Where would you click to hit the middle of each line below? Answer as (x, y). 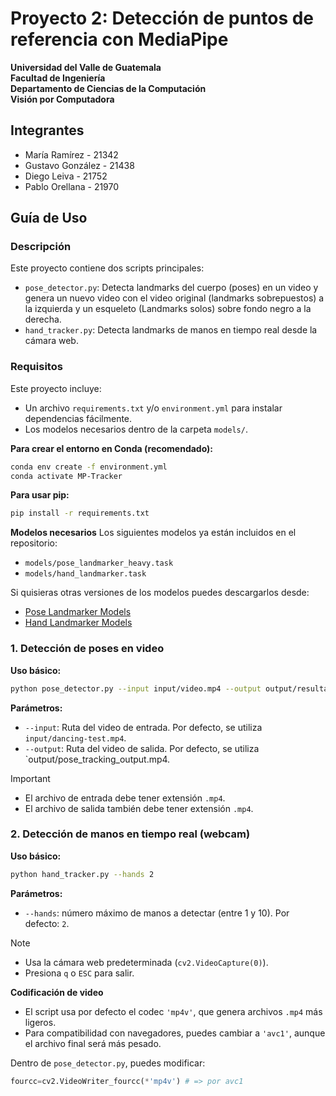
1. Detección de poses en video (87, 649)
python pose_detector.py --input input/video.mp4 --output (136, 688)
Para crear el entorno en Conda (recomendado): (112, 448)
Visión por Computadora (62, 99)
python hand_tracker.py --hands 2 (82, 874)
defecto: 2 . (47, 923)
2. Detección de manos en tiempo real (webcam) (130, 834)
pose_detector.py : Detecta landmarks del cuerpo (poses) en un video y (171, 288)
